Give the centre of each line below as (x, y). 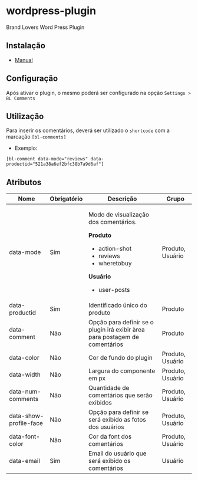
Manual (24, 60)
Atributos (24, 182)
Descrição (122, 199)
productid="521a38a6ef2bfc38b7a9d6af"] (55, 164)
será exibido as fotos (117, 420)
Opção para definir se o (121, 323)
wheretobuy (115, 264)
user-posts (114, 290)
